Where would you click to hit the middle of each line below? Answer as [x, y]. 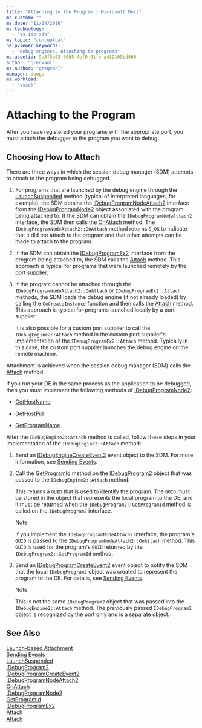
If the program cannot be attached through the [73, 284]
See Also [23, 633]
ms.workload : [23, 79]
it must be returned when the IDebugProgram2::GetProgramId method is [103, 504]
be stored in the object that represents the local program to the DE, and [104, 497]
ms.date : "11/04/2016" [35, 23]
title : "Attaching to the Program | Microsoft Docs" [74, 12]
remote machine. [36, 353]
